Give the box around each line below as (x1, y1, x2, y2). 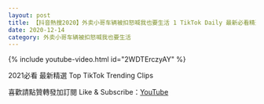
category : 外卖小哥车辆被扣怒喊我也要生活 (8, 33, 131, 41)
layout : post (8, 11, 51, 20)
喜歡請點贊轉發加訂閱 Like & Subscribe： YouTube (8, 88, 169, 97)
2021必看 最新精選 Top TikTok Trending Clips (8, 71, 154, 81)
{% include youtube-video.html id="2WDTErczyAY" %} (8, 55, 186, 64)
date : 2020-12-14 (8, 26, 65, 34)
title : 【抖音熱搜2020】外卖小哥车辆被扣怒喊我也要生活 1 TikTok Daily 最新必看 (8, 19, 250, 27)
